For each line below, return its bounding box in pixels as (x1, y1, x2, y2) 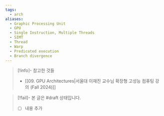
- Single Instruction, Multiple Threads (9, 30, 95, 35)
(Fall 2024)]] (30, 84, 56, 90)
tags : (5, 7, 16, 12)
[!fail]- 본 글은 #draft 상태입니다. (17, 95, 81, 101)
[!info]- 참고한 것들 (17, 67, 55, 73)
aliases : (5, 16, 23, 21)
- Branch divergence (9, 53, 52, 58)
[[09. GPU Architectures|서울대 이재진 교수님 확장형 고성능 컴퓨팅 (24, 78, 155, 84)
